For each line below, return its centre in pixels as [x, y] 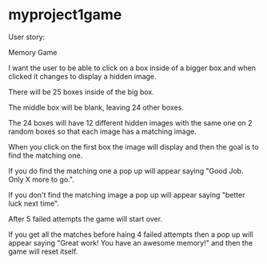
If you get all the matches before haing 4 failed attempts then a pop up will [131, 234]
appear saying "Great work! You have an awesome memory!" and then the [131, 242]
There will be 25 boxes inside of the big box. [81, 92]
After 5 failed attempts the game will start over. [85, 218]
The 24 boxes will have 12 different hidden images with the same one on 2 [130, 122]
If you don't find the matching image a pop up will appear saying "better [127, 194]
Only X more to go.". [41, 179]
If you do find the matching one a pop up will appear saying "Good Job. [126, 170]
